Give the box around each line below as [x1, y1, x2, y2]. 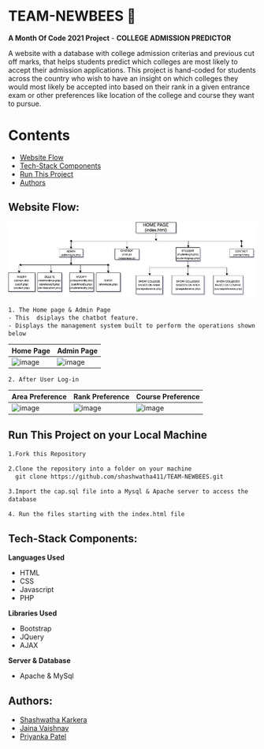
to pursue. [8, 99, 42, 108]
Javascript [19, 585, 54, 594]
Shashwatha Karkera [19, 715, 87, 725]
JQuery [19, 632, 45, 642]
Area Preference [11, 391, 67, 401]
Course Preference [136, 391, 200, 401]
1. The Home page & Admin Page [8, 306, 111, 314]
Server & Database [8, 656, 71, 665]
